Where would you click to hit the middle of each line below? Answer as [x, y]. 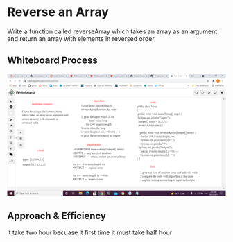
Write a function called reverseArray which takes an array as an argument [112, 31]
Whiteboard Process [53, 61]
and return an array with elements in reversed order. [81, 38]
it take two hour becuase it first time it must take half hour [89, 232]
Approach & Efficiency [57, 216]
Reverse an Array [58, 12]
